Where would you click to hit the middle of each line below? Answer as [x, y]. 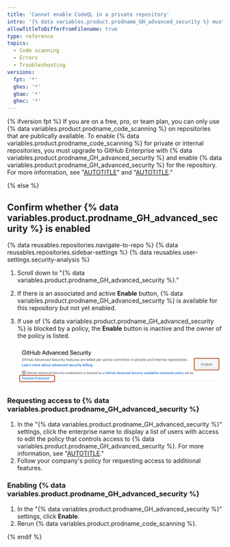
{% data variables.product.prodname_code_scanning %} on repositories [109, 129]
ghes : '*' [27, 87]
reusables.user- [176, 252]
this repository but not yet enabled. [66, 307]
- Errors [26, 58]
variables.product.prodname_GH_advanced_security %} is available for [117, 301]
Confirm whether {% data [63, 207]
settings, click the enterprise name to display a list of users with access [118, 431]
